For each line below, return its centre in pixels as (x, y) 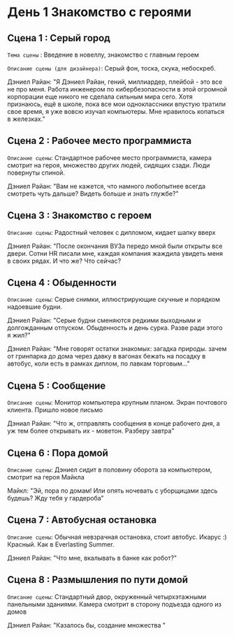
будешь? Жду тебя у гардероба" (56, 498)
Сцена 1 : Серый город (59, 38)
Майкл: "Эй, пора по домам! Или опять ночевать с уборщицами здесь (112, 491)
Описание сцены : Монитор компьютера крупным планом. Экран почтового (117, 403)
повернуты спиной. (36, 173)
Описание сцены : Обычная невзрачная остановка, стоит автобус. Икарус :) (117, 537)
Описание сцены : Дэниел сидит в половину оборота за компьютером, (110, 470)
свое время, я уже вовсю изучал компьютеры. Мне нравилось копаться (116, 111)
